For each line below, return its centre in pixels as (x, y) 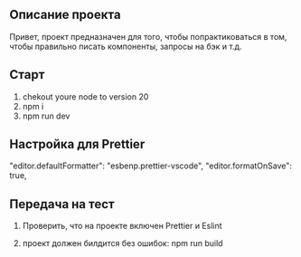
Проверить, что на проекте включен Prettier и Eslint (122, 226)
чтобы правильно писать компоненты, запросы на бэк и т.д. (126, 46)
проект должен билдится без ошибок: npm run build (122, 243)
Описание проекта (65, 15)
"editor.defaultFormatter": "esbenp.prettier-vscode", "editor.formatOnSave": (150, 166)
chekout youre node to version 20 (85, 96)
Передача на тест (62, 204)
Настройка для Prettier (77, 144)
